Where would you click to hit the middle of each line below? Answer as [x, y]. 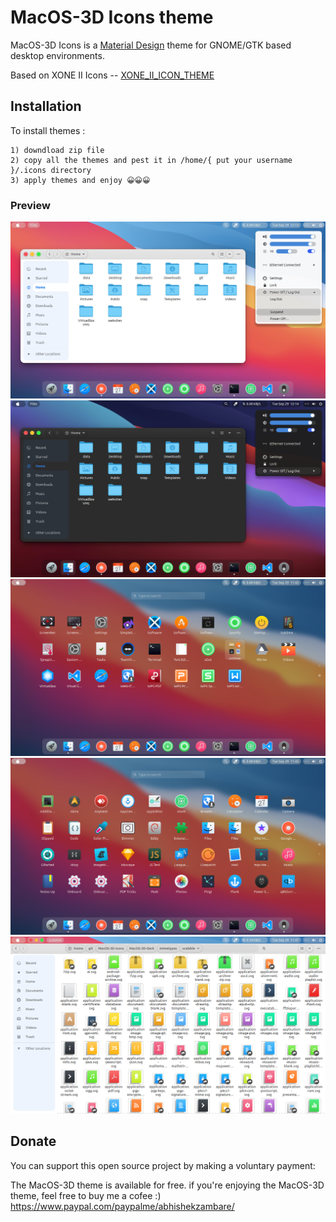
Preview [30, 205]
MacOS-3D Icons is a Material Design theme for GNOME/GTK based [151, 45]
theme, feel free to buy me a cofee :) [86, 1195]
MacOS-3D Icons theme [112, 17]
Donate [33, 1141]
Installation [46, 106]
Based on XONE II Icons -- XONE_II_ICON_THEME [112, 75]
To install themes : [48, 130]
